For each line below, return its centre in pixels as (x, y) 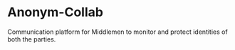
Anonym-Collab (55, 12)
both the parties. (32, 39)
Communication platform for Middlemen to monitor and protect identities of (117, 32)
